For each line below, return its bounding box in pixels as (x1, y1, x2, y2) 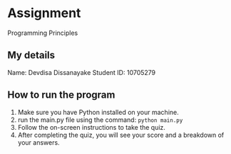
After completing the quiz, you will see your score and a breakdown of (17, 130, 225, 139)
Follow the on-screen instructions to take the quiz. (17, 123, 166, 131)
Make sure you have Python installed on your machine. (17, 108, 180, 116)
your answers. (17, 138, 60, 147)
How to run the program (7, 89, 115, 101)
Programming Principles (7, 29, 78, 37)
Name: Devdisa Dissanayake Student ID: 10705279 (7, 68, 156, 76)
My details (7, 49, 56, 61)
